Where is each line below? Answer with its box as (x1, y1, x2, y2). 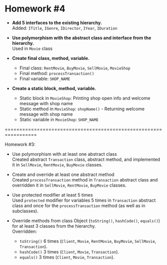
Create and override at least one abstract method (12, 171, 115, 178)
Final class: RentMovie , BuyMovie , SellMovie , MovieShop (19, 65, 131, 71)
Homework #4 (5, 3, 66, 15)
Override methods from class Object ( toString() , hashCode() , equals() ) (12, 217, 160, 224)
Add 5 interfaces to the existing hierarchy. (12, 20, 103, 26)
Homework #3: (5, 141, 36, 147)
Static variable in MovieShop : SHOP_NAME (19, 116, 99, 122)
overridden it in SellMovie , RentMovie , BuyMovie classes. (12, 182, 127, 188)
